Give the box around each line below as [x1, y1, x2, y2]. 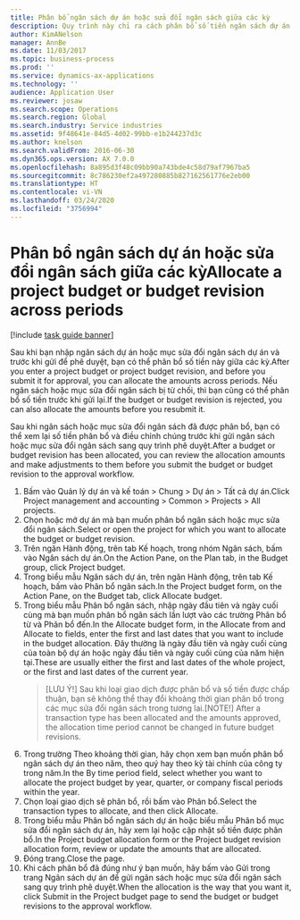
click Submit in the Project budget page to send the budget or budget [22, 890, 279, 901]
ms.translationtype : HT [10, 180, 99, 189]
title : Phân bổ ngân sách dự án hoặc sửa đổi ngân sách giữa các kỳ [10, 13, 271, 22]
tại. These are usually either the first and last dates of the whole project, [22, 656, 286, 667]
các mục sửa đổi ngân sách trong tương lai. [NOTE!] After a [45, 703, 262, 713]
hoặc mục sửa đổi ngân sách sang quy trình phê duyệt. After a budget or [10, 440, 276, 451]
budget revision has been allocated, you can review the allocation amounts [10, 449, 286, 460]
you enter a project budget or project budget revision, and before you [10, 366, 266, 376]
